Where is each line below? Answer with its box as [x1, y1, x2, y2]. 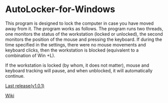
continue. [5, 73, 25, 79]
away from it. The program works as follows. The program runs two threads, [5, 25, 163, 31]
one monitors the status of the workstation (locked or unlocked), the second [5, 31, 163, 37]
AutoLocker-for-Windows [5, 4, 116, 15]
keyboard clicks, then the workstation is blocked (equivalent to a [5, 47, 139, 53]
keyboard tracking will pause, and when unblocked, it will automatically [5, 67, 153, 74]
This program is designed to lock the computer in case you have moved [5, 20, 154, 26]
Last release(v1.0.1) [5, 82, 45, 89]
